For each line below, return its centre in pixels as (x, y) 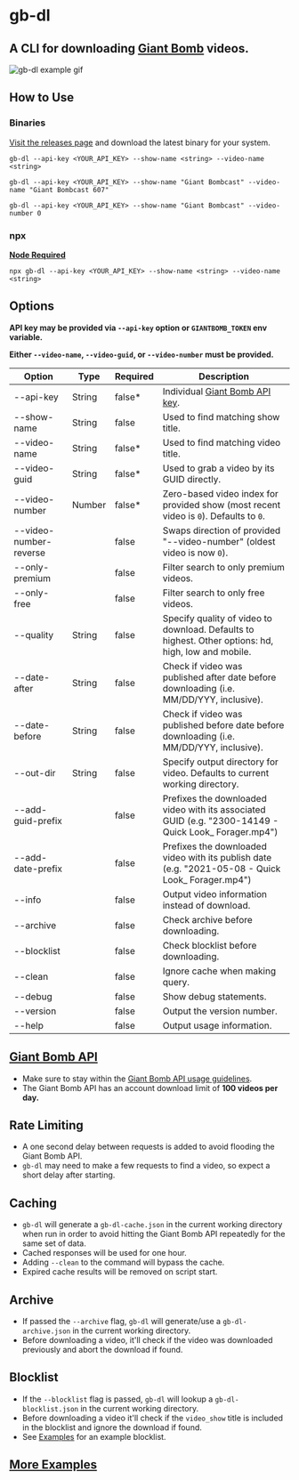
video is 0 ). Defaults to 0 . (214, 515)
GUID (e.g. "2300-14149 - (220, 821)
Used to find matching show (221, 417)
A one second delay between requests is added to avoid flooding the (148, 1147)
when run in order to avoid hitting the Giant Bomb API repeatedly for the (154, 1234)
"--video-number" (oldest (219, 541)
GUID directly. (191, 479)
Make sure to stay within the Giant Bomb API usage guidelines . (137, 1079)
